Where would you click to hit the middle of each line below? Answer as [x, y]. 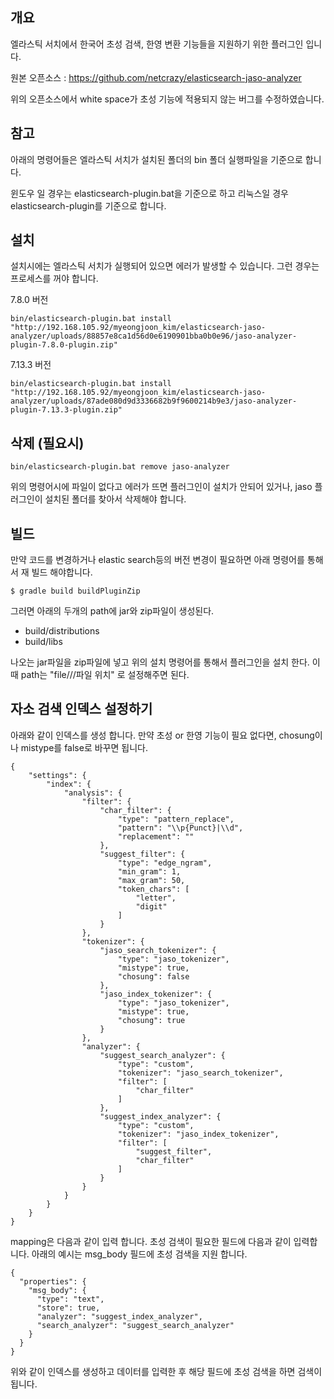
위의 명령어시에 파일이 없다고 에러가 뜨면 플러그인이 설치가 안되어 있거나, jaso [161, 487]
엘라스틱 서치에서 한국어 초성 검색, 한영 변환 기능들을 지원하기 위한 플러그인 [157, 44]
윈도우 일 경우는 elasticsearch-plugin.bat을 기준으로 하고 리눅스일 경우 [149, 193]
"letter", [156, 898]
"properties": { [53, 1281]
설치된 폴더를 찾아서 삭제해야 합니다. [115, 499]
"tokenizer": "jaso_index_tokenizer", [198, 1134]
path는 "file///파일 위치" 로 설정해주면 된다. [105, 675]
